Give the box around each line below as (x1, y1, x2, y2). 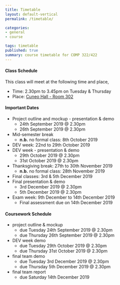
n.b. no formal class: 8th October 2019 (19, 137, 98, 143)
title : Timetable (5, 7, 41, 12)
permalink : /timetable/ (5, 16, 54, 21)
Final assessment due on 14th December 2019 (19, 200, 113, 206)
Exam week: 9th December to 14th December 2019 (12, 194, 115, 200)
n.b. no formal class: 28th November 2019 (19, 168, 105, 174)
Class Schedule (5, 68, 38, 74)
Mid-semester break (12, 132, 54, 138)
